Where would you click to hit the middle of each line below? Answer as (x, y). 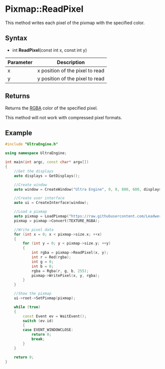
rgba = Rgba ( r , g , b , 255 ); (60, 271)
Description (71, 62)
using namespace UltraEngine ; (36, 153)
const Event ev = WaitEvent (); (55, 316)
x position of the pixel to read (71, 70)
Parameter (20, 62)
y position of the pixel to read (71, 78)
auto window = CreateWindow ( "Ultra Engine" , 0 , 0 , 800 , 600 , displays (88, 189)
